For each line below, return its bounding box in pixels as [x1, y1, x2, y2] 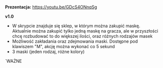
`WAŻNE [5, 58, 22, 64]
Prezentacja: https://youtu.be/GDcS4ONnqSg [5, 4, 97, 10]
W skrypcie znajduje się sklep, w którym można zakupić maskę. [12, 23, 140, 29]
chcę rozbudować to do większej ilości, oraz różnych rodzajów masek [12, 34, 153, 39]
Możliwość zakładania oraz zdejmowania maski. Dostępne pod [12, 38, 138, 44]
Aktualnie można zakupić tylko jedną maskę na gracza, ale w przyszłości [12, 28, 158, 34]
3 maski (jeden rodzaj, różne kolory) [12, 49, 85, 54]
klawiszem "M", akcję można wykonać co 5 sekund [12, 44, 115, 49]
